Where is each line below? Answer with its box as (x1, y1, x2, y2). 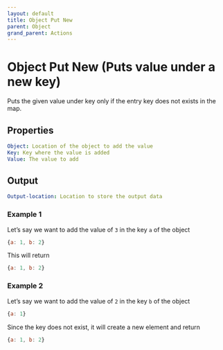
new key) (7, 74, 61, 90)
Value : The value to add (7, 155, 79, 163)
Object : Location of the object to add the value (7, 143, 154, 150)
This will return (7, 251, 50, 260)
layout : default (7, 10, 54, 17)
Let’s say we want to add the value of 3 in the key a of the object (7, 225, 190, 234)
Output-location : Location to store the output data (7, 193, 163, 200)
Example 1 (7, 209, 42, 219)
